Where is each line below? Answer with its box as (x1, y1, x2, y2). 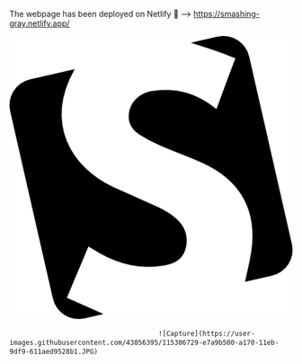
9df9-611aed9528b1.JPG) (9, 347, 99, 356)
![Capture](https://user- (157, 329, 255, 338)
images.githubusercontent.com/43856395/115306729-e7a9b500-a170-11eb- (9, 338, 280, 347)
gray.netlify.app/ (9, 18, 70, 29)
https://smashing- (192, 9, 261, 19)
